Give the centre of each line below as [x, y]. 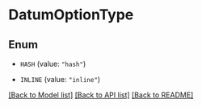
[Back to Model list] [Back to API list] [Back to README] [101, 95]
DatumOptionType [71, 15]
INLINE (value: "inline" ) [60, 79]
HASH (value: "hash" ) [53, 64]
